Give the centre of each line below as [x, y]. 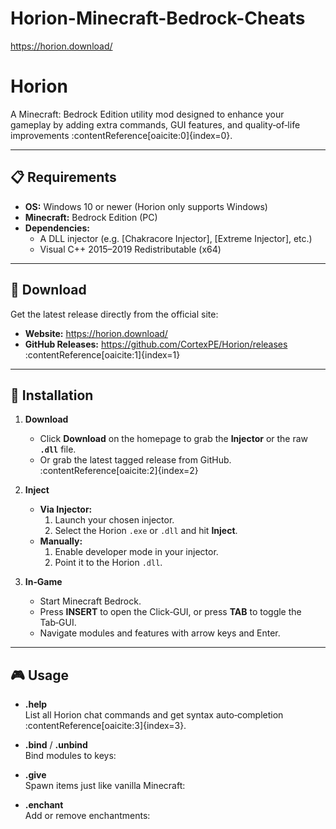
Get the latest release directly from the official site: [114, 314]
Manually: [61, 541]
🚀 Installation [52, 395]
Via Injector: [66, 509]
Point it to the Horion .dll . [108, 563]
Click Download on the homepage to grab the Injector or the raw [174, 439]
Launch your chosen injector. [114, 520]
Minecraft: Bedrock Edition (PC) [91, 217]
